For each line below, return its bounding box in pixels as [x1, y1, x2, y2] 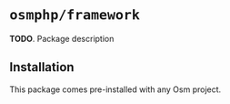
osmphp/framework [9, 6, 141, 24]
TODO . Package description [9, 33, 115, 44]
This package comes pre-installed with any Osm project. [9, 84, 222, 95]
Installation [9, 59, 75, 75]
